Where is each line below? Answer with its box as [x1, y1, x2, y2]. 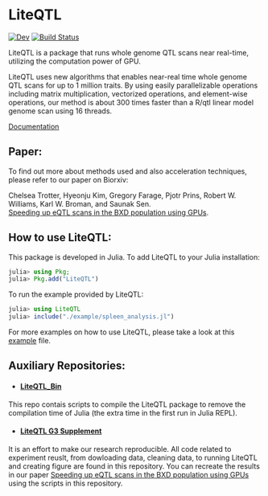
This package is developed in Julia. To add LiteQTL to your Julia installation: [8, 252, 260, 262]
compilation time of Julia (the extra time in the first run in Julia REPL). [8, 408, 237, 417]
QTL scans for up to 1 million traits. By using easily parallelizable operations [8, 80, 258, 90]
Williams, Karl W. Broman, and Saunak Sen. [8, 199, 151, 208]
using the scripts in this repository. [8, 478, 123, 488]
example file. [8, 336, 51, 346]
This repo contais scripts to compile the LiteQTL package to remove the [8, 400, 246, 409]
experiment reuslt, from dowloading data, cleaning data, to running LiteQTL [8, 453, 258, 462]
